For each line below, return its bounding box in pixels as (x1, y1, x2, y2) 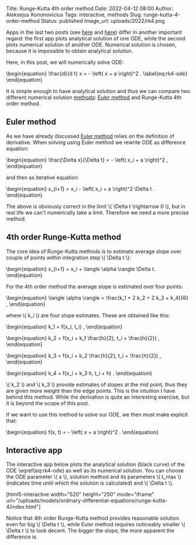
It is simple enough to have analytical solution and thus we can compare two (6, 88, 190, 94)
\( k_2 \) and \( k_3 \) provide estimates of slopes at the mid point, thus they (6, 381, 188, 388)
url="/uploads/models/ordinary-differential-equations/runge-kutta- (6, 497, 168, 504)
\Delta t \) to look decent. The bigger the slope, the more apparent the (6, 527, 174, 534)
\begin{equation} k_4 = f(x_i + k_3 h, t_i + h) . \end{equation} (6, 369, 152, 376)
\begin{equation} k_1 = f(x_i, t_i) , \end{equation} (6, 323, 123, 330)
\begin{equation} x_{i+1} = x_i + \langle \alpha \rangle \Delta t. (6, 265, 156, 272)
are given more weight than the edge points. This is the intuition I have (6, 387, 176, 394)
